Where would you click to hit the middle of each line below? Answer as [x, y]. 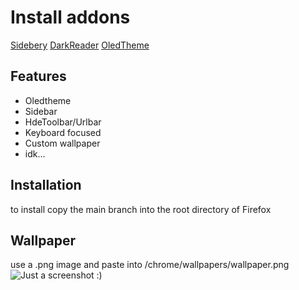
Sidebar [41, 111]
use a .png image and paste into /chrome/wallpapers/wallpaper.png [150, 265]
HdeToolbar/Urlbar [63, 122]
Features [38, 76]
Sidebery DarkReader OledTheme [80, 45]
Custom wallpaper [62, 143]
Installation [46, 185]
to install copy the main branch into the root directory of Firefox [141, 209]
